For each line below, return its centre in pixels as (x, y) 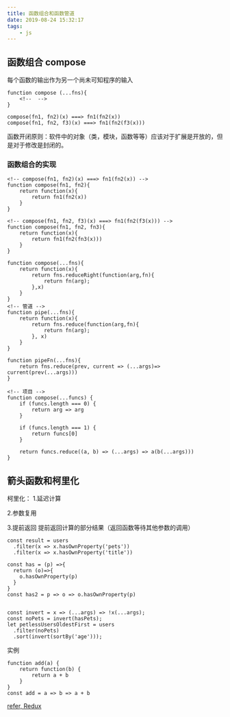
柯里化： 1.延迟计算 (34, 499)
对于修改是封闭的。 (40, 145)
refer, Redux (24, 706)
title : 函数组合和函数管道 (41, 13)
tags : (15, 26)
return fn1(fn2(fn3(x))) (67, 239)
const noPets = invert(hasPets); (55, 619)
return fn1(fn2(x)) (60, 197)
